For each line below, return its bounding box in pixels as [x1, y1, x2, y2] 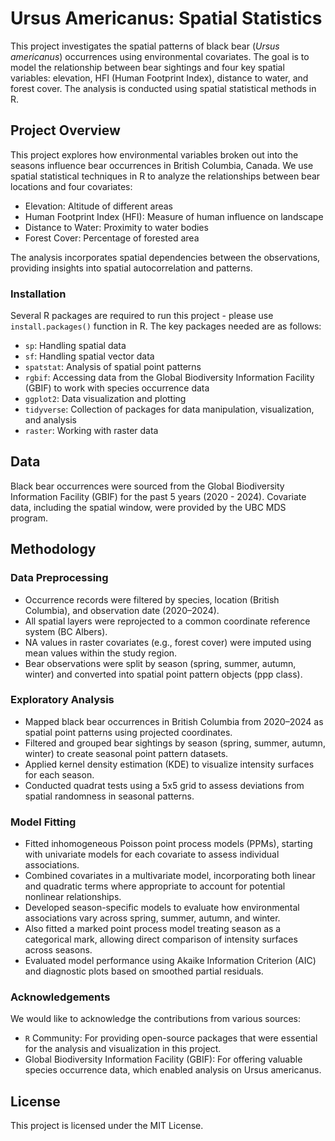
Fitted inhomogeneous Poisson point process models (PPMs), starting [24, 838, 313, 850]
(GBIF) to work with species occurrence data [24, 382, 210, 394]
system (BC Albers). [24, 625, 108, 637]
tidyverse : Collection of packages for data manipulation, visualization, [24, 403, 315, 416]
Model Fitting [10, 815, 77, 829]
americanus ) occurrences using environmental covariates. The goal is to [10, 50, 310, 62]
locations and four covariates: [10, 180, 133, 192]
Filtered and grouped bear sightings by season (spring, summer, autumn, [24, 737, 326, 749]
